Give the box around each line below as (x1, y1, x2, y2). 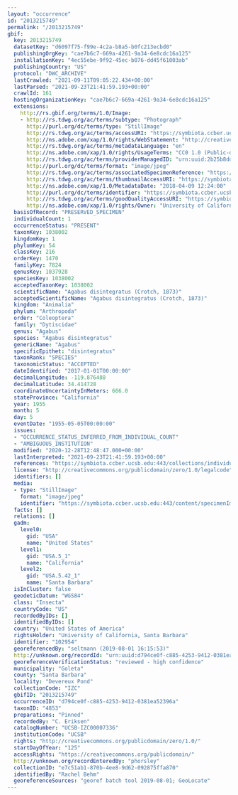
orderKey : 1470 (13, 255, 59, 262)
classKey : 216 (13, 248, 55, 256)
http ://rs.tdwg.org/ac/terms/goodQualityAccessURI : (25, 196, 182, 203)
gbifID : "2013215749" (13, 691, 78, 698)
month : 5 (13, 407, 40, 415)
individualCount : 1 (13, 215, 72, 223)
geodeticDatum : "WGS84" (13, 592, 84, 599)
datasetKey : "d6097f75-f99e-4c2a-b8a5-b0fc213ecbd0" (13, 43, 173, 50)
